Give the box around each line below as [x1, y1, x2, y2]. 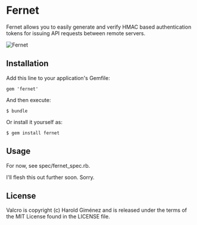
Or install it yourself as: [6, 118, 62, 125]
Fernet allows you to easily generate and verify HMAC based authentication [6, 23, 192, 30]
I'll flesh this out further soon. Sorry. [6, 174, 95, 181]
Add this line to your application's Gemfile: [6, 74, 110, 81]
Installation [6, 58, 49, 69]
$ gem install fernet [6, 130, 60, 136]
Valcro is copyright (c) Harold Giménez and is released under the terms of [6, 206, 187, 214]
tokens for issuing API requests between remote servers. [6, 29, 146, 36]
